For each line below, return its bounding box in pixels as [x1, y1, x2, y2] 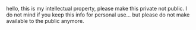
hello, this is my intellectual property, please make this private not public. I [6, 5, 187, 12]
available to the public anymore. [6, 18, 84, 24]
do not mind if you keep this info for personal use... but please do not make [6, 11, 190, 18]
